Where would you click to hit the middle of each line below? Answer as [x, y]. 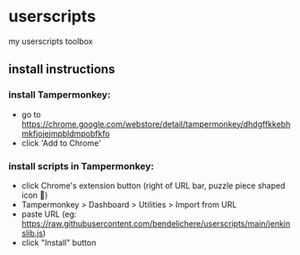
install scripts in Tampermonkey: [81, 166]
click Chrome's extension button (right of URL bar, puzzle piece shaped [153, 185]
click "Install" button [59, 242]
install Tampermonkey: [60, 95]
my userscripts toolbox [51, 41]
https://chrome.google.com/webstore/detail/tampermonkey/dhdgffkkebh [156, 123]
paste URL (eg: [49, 214]
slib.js [32, 233]
